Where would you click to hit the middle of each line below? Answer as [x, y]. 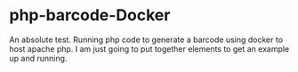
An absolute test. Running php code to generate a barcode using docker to [146, 40]
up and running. [38, 58]
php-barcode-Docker [90, 15]
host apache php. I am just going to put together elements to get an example [149, 48]
